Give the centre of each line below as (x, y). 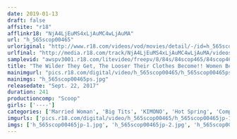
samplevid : (23, 60)
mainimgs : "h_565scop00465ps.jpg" (58, 79)
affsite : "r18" (30, 27)
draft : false (26, 20)
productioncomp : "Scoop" (44, 99)
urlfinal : (22, 53)
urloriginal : (26, 46)
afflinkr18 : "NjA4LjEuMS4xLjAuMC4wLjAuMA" (71, 33)
